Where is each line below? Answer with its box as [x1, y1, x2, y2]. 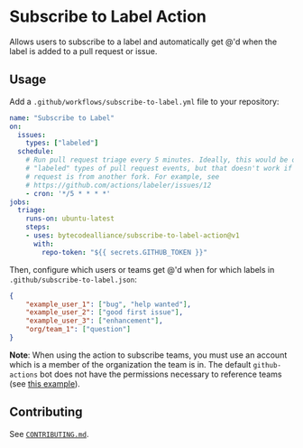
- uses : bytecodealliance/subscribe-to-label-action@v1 [25, 231, 241, 240]
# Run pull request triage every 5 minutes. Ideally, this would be [25, 155, 289, 164]
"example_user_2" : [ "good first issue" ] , [25, 308, 183, 317]
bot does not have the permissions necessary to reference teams [40, 369, 282, 379]
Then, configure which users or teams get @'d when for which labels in [9, 264, 275, 275]
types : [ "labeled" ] [25, 138, 99, 148]
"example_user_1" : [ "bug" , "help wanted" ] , [25, 300, 192, 309]
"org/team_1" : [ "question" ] [25, 325, 131, 334]
